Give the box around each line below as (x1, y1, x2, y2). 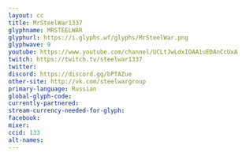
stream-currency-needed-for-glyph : (8, 107, 125, 115)
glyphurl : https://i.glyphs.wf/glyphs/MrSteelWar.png (8, 33, 189, 42)
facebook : (8, 114, 41, 122)
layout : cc (8, 11, 44, 20)
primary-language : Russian (8, 84, 97, 93)
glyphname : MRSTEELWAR (8, 26, 83, 34)
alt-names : (8, 136, 44, 144)
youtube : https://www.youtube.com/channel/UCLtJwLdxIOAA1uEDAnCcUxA (8, 48, 238, 56)
